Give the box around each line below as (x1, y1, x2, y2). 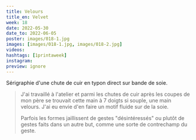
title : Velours (6, 8, 44, 15)
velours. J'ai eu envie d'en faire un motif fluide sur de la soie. (20, 104, 169, 111)
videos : (6, 47, 25, 53)
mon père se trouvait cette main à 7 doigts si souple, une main (20, 97, 172, 104)
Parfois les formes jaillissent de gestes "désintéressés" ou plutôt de (20, 115, 185, 122)
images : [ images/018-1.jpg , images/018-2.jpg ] (6, 42, 122, 48)
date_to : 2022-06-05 (6, 31, 57, 36)
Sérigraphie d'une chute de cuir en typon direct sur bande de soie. (6, 79, 168, 86)
